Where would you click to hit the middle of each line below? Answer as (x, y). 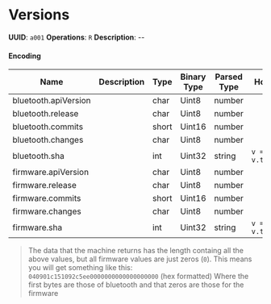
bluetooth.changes (48, 140)
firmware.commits (47, 198)
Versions (39, 15)
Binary (193, 77)
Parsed (229, 77)
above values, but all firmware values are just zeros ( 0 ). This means (140, 259)
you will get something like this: (80, 268)
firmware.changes (47, 211)
